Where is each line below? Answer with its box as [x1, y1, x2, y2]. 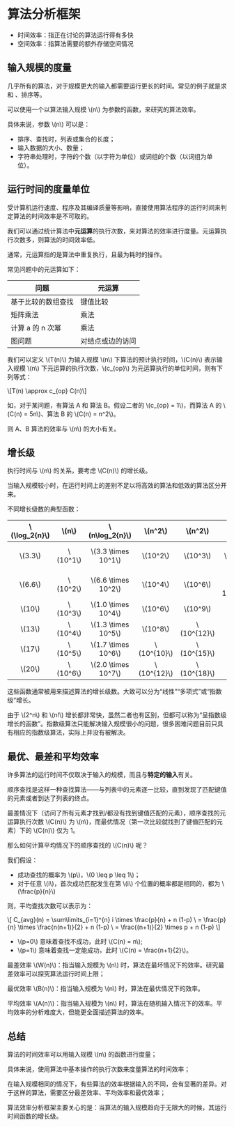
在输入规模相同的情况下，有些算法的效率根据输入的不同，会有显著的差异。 [7, 1080, 221, 1088]
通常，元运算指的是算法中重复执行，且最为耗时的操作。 [7, 250, 166, 259]
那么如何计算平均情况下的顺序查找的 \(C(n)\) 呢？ [7, 841, 148, 850]
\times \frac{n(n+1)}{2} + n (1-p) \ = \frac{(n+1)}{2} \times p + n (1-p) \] [17, 923, 221, 931]
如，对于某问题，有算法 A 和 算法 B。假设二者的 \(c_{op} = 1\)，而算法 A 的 [7, 401, 222, 409]
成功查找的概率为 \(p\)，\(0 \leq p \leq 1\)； [17, 871, 141, 879]
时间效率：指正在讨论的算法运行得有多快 [17, 31, 134, 39]
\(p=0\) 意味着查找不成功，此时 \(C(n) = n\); [17, 937, 143, 946]
